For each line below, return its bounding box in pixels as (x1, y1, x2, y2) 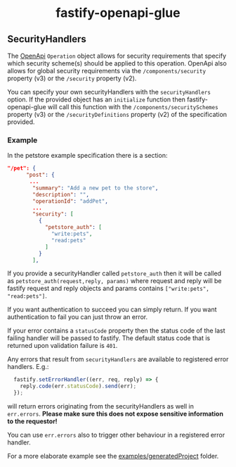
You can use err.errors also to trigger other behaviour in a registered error (7, 431, 225, 440)
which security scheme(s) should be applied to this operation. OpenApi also (7, 59, 227, 68)
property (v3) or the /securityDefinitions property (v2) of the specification (7, 111, 227, 118)
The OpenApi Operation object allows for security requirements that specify (7, 51, 227, 60)
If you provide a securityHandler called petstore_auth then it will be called (7, 269, 222, 278)
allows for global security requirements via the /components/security (7, 67, 206, 75)
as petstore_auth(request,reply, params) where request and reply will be (7, 277, 222, 285)
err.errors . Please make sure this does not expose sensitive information (7, 410, 223, 418)
